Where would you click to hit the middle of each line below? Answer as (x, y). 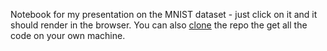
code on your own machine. (68, 35)
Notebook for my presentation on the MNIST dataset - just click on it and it (164, 14)
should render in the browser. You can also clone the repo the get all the (159, 25)
